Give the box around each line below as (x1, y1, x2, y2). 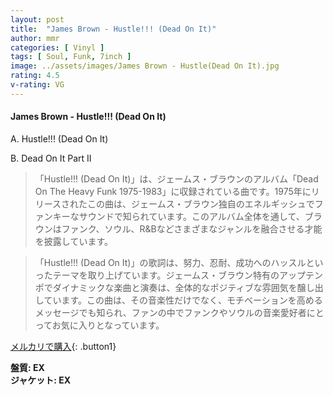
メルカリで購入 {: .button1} (10, 340, 117, 352)
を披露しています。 (34, 235, 113, 247)
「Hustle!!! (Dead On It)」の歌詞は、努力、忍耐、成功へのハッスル (34, 256, 307, 268)
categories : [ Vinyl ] (10, 42, 105, 53)
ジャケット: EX (10, 374, 72, 386)
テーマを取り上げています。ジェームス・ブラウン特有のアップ (52, 269, 306, 281)
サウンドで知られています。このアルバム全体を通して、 (78, 210, 305, 222)
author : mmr (10, 33, 60, 43)
